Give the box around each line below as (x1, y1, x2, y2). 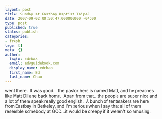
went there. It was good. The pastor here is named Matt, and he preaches (5, 88, 154, 93)
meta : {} (5, 47, 23, 52)
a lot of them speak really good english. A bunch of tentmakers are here (5, 98, 149, 104)
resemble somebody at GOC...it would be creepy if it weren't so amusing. (5, 108, 151, 114)
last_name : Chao (9, 74, 42, 79)
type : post (5, 20, 27, 26)
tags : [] (5, 43, 23, 48)
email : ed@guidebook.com (9, 61, 59, 66)
